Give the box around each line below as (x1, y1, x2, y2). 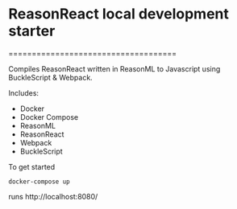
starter (8, 22, 56, 40)
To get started (8, 162, 56, 171)
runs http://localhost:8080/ (8, 191, 98, 201)
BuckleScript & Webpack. (8, 72, 93, 82)
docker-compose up (8, 178, 70, 186)
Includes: (8, 88, 39, 97)
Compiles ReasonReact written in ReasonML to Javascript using (8, 64, 221, 73)
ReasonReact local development (8, 5, 230, 23)
